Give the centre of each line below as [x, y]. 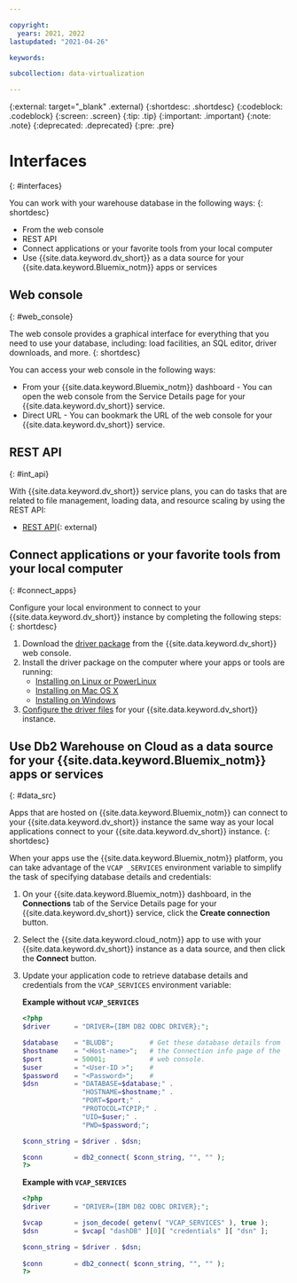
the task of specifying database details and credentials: [110, 877]
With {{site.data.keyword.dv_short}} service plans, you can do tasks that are [148, 491]
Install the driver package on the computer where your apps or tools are [153, 662]
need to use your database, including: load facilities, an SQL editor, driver [143, 343]
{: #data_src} [33, 795]
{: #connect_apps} [43, 590]
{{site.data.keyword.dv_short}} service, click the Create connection [146, 913]
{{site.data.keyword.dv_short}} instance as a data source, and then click [153, 949]
